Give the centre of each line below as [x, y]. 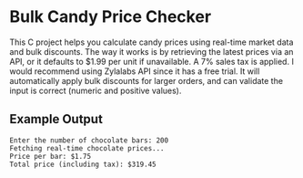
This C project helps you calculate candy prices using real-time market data [151, 42]
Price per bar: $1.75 [50, 156]
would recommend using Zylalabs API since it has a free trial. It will [135, 71]
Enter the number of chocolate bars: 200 [89, 140]
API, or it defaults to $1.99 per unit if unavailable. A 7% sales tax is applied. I [151, 61]
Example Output [56, 119]
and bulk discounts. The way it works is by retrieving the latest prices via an [151, 51]
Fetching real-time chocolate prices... [87, 148]
